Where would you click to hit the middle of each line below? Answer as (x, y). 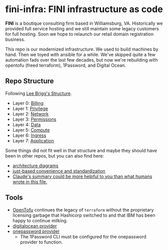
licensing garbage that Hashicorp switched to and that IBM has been (84, 215)
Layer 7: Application (33, 140)
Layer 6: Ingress (29, 135)
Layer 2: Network (31, 114)
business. (15, 39)
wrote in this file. (30, 182)
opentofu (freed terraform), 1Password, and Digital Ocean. (66, 65)
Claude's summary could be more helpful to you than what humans (82, 176)
